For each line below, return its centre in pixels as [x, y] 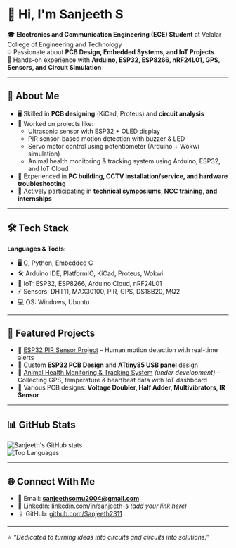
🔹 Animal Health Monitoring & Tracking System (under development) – [119, 373]
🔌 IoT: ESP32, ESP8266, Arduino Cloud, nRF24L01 [90, 283]
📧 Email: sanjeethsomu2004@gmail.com [78, 498]
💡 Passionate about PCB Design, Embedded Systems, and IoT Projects [111, 51]
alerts [26, 358]
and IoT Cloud [48, 168]
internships [35, 198]
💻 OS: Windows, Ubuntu [53, 301]
